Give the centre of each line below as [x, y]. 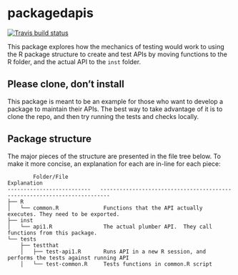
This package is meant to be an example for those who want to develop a [115, 101]
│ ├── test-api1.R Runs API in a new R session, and [113, 251]
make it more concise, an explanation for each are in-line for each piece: [114, 164]
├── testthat [40, 245]
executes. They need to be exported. [64, 214]
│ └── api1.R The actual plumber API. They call [110, 227]
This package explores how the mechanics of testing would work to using [116, 46]
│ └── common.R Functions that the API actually [105, 208]
